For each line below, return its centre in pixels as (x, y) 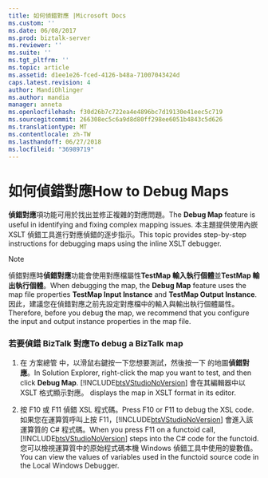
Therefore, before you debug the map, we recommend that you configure (129, 313)
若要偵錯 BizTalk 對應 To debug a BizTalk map (96, 344)
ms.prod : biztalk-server (49, 38)
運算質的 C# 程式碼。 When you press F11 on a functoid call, (118, 429)
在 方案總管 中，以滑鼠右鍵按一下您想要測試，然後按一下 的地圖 (124, 362)
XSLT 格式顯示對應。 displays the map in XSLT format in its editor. (128, 393)
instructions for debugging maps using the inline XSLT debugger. (115, 243)
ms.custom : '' (32, 23)
